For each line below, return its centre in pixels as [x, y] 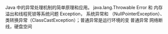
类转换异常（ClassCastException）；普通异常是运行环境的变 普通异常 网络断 [84, 20]
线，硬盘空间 [19, 26]
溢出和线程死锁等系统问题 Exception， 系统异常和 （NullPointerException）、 [85, 14]
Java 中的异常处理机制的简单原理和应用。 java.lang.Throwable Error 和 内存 [84, 7]
